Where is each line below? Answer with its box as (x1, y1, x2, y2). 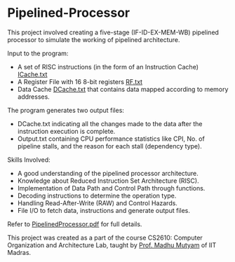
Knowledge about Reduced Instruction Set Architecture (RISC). (17, 177, 199, 185)
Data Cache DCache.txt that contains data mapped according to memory (17, 85, 229, 93)
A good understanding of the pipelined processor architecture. (17, 169, 199, 177)
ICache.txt (17, 70, 48, 78)
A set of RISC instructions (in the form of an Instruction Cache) (17, 62, 199, 71)
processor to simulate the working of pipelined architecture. (7, 35, 180, 43)
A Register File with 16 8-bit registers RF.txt (17, 77, 142, 85)
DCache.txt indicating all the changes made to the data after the (17, 119, 203, 127)
